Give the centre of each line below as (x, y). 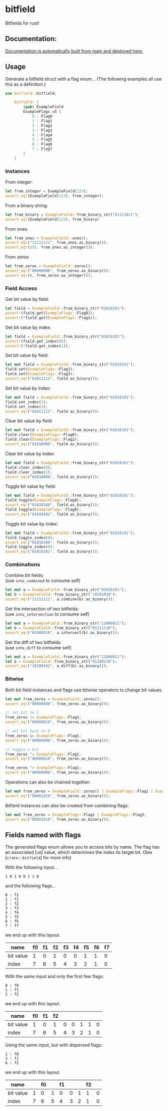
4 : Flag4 (42, 135)
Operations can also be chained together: (48, 782)
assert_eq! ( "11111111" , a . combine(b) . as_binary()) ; (60, 599)
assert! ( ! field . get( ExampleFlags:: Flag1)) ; (51, 318)
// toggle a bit (22, 750)
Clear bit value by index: (30, 453)
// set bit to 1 (22, 713)
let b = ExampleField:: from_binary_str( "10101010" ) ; (61, 595)
